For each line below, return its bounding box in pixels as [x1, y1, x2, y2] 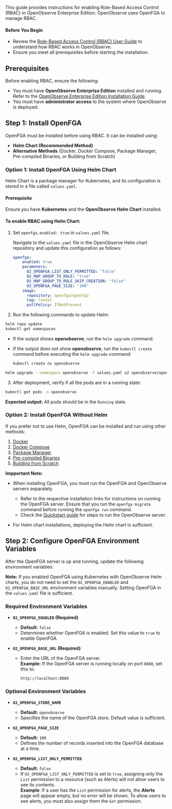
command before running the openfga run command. [20, 506, 132, 512]
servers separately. [12, 486, 54, 492]
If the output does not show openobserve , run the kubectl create [12, 346, 153, 352]
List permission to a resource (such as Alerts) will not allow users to [20, 776, 165, 782]
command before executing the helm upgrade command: [12, 351, 132, 357]
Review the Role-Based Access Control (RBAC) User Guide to [12, 38, 142, 45]
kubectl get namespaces [5, 327, 56, 332]
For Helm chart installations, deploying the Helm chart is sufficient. [12, 521, 154, 528]
